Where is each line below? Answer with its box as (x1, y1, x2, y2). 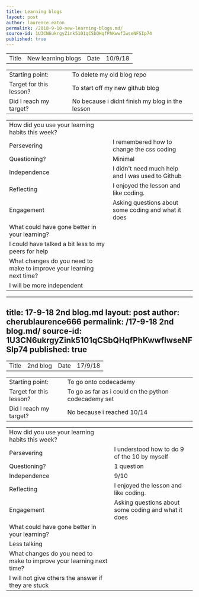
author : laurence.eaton (6, 20, 65, 25)
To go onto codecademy (67, 377, 135, 386)
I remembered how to (112, 138, 172, 146)
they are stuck (9, 581, 49, 589)
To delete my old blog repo (72, 70, 147, 79)
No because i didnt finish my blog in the (72, 97, 182, 105)
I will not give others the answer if (9, 573, 103, 582)
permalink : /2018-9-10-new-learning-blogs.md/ (6, 25, 123, 31)
